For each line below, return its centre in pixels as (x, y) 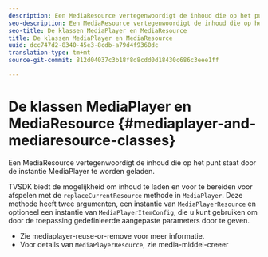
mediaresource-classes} (92, 141)
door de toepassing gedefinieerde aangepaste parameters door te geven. (129, 220)
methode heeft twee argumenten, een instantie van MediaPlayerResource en (132, 204)
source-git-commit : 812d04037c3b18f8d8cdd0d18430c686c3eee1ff (114, 61)
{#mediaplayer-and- (187, 124)
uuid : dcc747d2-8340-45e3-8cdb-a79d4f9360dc (83, 45)
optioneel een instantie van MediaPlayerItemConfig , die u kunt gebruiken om (133, 212)
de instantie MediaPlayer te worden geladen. (82, 171)
